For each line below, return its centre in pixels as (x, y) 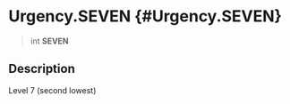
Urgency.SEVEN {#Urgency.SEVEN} (145, 16)
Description (42, 69)
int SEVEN (49, 41)
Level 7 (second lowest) (52, 90)
